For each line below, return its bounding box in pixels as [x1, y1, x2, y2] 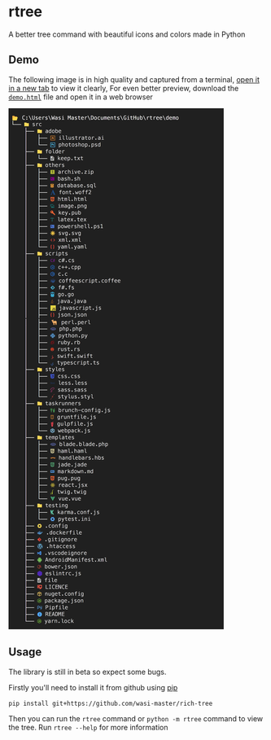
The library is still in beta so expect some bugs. [8, 667, 167, 677]
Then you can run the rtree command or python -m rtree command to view [8, 714, 264, 724]
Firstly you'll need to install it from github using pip [8, 682, 178, 692]
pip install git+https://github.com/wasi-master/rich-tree [8, 699, 213, 707]
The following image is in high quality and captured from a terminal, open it [8, 74, 260, 84]
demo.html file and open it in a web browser [8, 92, 153, 102]
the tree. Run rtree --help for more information [8, 723, 168, 733]
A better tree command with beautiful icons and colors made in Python [8, 29, 246, 39]
